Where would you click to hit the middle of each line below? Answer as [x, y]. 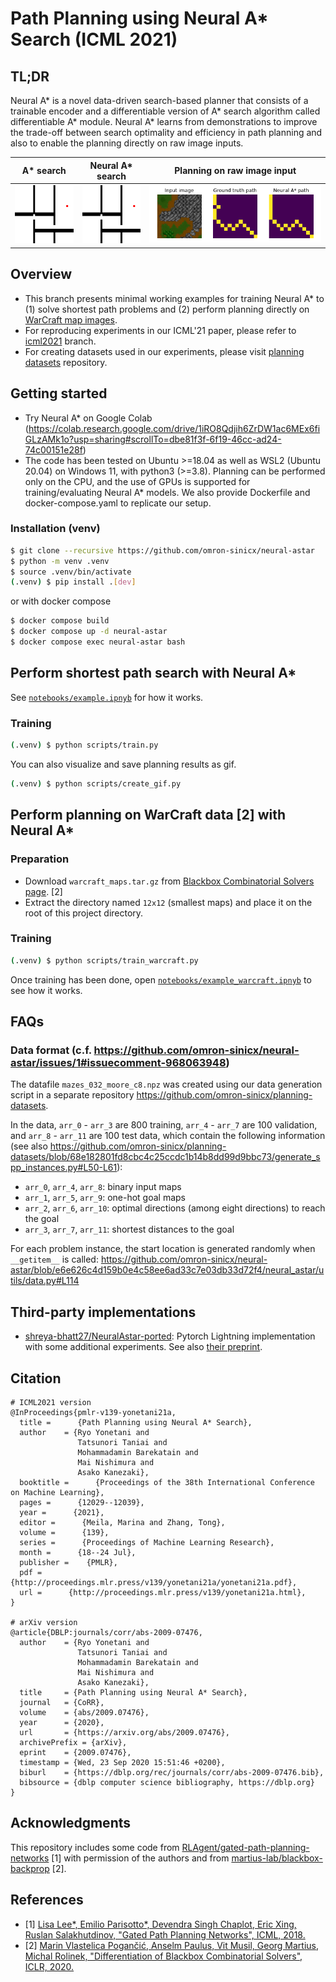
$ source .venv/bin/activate [71, 572]
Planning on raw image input [235, 170]
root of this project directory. [84, 913]
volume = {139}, [64, 1532]
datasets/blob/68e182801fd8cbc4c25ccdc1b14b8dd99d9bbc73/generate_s [165, 1157]
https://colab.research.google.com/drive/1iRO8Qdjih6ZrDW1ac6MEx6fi [174, 428]
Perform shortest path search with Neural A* [153, 673]
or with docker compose [61, 601]
